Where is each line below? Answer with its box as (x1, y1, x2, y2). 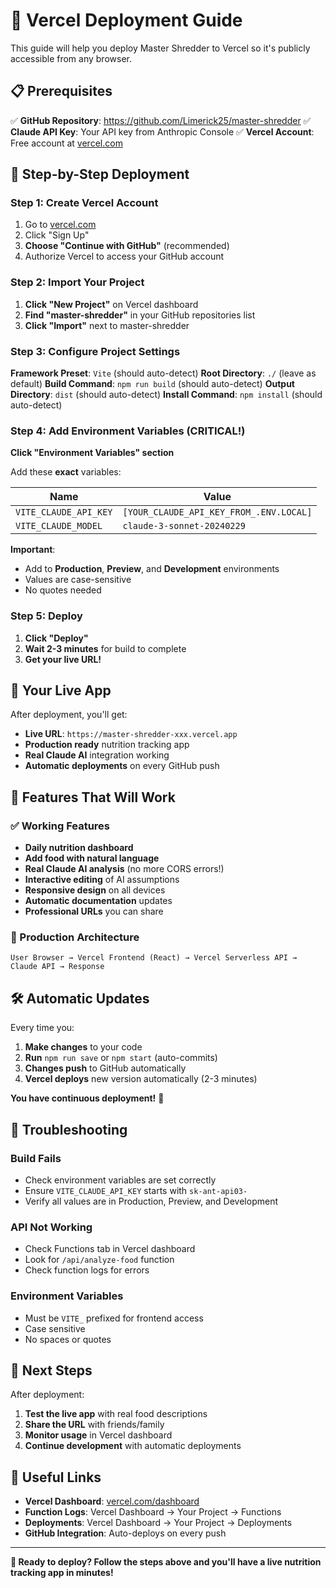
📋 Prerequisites (10, 83, 113, 100)
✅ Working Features (10, 819, 111, 833)
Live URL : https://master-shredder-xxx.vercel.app (24, 728, 238, 740)
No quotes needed (24, 584, 102, 596)
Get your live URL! (24, 653, 102, 665)
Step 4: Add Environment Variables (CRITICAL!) (10, 424, 246, 438)
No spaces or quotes (24, 1333, 112, 1345)
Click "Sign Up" (24, 229, 90, 241)
